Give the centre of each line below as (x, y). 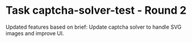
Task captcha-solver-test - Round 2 (96, 10)
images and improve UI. (35, 33)
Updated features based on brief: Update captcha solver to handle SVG (94, 27)
